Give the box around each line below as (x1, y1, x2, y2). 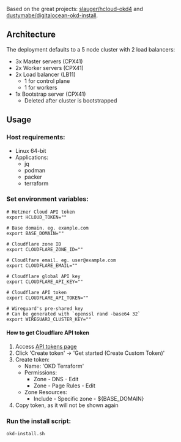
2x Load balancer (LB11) (15, 71, 76, 78)
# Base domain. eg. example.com (6, 225, 89, 231)
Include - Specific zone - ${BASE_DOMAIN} (33, 395, 144, 402)
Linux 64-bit (15, 147, 46, 154)
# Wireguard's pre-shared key (6, 305, 84, 312)
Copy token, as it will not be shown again (15, 401, 119, 409)
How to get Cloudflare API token (6, 329, 90, 336)
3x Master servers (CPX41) (15, 58, 83, 65)
